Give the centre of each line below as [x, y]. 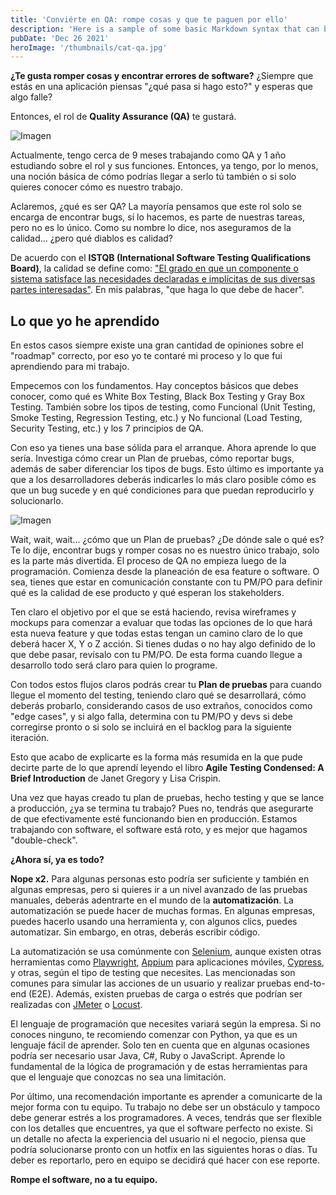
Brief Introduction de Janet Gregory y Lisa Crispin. [116, 778]
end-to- [309, 983]
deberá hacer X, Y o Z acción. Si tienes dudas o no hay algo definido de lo [163, 644]
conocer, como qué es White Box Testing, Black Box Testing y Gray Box [158, 397]
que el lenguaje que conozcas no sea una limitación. [118, 1077]
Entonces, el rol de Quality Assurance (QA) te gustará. [123, 117]
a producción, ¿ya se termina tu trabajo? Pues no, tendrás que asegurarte [162, 808]
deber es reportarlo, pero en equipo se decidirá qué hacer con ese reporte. [165, 1160]
